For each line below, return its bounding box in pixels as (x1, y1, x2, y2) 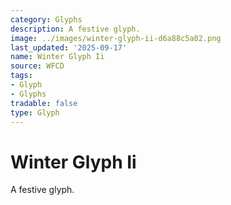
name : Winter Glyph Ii (10, 52, 105, 62)
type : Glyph (10, 107, 60, 118)
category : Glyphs (10, 14, 83, 25)
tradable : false (10, 98, 78, 108)
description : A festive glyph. (10, 24, 141, 34)
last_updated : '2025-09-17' (10, 42, 128, 53)
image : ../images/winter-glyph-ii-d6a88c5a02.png (10, 33, 222, 43)
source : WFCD (10, 61, 65, 71)
